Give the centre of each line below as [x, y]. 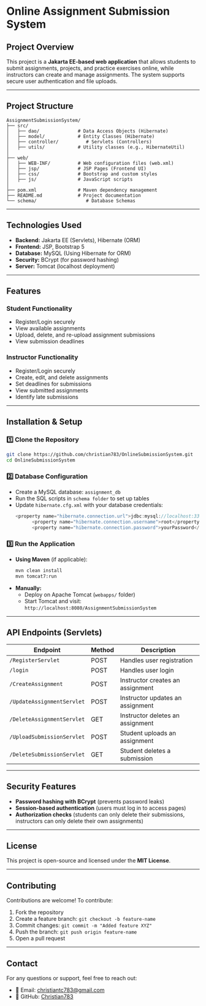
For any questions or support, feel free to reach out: [72, 978]
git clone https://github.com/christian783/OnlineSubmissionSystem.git [100, 455]
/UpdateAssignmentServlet [47, 701]
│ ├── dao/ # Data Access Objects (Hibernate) [87, 131]
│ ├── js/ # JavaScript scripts [70, 179]
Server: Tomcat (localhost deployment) [65, 266]
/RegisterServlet [35, 660]
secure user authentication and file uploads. [62, 81]
